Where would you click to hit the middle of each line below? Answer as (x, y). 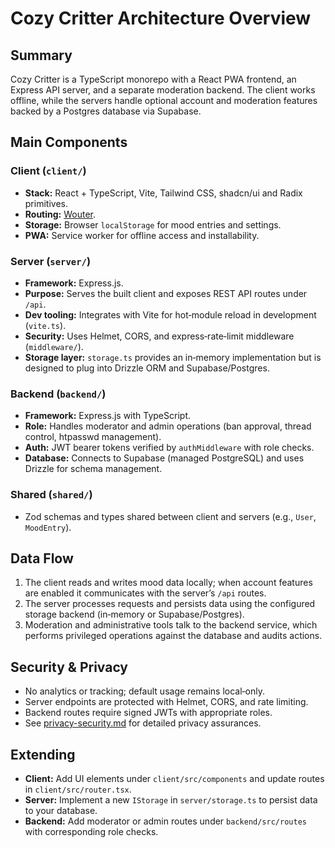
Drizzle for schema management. (93, 469)
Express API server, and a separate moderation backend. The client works (163, 90)
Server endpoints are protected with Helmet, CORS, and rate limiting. (166, 702)
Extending (43, 754)
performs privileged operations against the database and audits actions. (173, 636)
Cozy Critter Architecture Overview (161, 18)
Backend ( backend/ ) (58, 394)
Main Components (69, 142)
